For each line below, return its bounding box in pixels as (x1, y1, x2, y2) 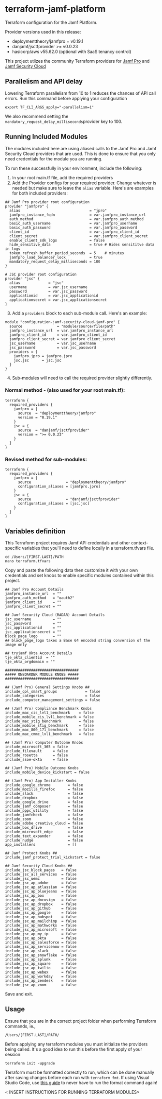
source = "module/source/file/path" (9, 324, 116, 329)
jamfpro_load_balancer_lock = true (9, 255, 103, 260)
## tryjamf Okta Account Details (5, 650, 73, 656)
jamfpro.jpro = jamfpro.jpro (14, 353, 73, 358)
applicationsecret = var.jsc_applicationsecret (9, 297, 107, 302)
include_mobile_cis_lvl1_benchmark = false (5, 715, 94, 719)
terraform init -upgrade (5, 1061, 55, 1065)
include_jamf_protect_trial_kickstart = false (5, 855, 101, 860)
